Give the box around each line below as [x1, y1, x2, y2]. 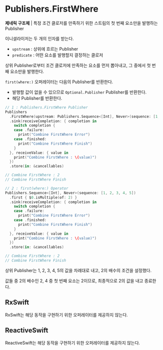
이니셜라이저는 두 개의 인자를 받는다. [5, 36, 74, 41]
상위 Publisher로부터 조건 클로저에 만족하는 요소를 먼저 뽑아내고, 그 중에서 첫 [5, 62, 151, 68]
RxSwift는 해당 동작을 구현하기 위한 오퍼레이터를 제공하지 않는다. [5, 312, 128, 317]
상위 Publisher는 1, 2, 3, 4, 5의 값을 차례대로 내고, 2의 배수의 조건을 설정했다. [5, 267, 152, 273]
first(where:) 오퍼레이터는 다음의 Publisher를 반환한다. [5, 79, 113, 85]
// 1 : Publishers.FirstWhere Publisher [5, 105, 89, 110]
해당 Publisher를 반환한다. [12, 95, 62, 101]
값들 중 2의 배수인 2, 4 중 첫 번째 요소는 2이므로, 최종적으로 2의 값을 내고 [5, 277, 144, 283]
